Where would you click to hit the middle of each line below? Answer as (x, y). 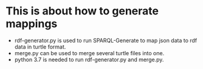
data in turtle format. (40, 47)
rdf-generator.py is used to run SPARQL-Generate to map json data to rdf (106, 40)
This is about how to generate (82, 11)
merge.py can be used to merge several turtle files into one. (89, 53)
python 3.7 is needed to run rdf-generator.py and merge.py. (89, 59)
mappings (32, 24)
